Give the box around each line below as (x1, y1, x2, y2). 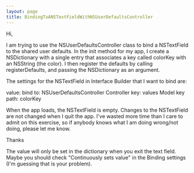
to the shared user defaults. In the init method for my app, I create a (6, 47, 169, 54)
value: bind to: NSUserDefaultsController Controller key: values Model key (6, 89, 185, 96)
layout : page (6, 8, 38, 15)
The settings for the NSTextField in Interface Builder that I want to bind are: (6, 77, 187, 85)
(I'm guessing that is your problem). (6, 160, 93, 167)
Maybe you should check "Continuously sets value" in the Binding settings (6, 154, 186, 161)
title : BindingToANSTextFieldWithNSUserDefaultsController (6, 14, 154, 20)
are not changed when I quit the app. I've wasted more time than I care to (6, 112, 183, 120)
